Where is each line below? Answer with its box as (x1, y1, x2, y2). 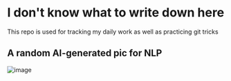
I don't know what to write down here (7, 5, 225, 21)
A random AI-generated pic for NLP (7, 47, 163, 59)
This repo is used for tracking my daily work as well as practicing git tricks (7, 27, 219, 36)
